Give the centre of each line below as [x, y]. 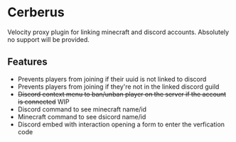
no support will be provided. [49, 39]
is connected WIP [43, 102]
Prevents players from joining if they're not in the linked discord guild [118, 87]
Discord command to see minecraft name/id [82, 109]
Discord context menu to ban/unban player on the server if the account [122, 94]
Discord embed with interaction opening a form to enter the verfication [121, 124]
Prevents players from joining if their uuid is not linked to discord [112, 79]
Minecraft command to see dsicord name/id [82, 116]
